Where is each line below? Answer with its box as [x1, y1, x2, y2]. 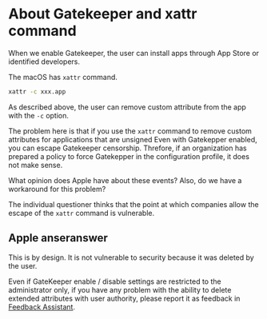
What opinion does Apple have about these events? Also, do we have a [8, 175, 242, 185]
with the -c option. [8, 110, 70, 120]
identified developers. [8, 57, 81, 66]
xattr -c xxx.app [8, 87, 66, 96]
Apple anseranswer [8, 231, 108, 245]
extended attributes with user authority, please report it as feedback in [8, 293, 241, 303]
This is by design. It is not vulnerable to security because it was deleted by [8, 253, 254, 262]
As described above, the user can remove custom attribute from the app [8, 102, 246, 112]
